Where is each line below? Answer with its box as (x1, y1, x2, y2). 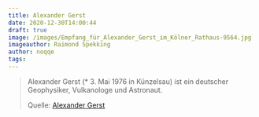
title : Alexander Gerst (8, 11, 87, 20)
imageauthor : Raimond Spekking (8, 41, 111, 49)
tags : (8, 56, 26, 64)
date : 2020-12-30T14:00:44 (8, 19, 97, 27)
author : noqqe (8, 48, 55, 56)
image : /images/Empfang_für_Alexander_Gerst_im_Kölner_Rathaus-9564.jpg (8, 33, 252, 42)
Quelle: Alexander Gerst (27, 100, 105, 110)
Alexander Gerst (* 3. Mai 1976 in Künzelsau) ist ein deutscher (27, 76, 229, 86)
